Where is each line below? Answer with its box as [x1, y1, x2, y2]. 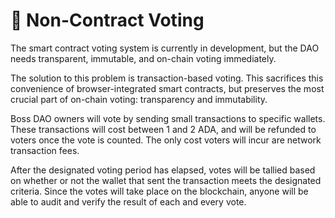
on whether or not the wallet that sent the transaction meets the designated [10, 174, 322, 186]
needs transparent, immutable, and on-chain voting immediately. [10, 52, 277, 64]
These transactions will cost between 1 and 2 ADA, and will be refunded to [10, 123, 317, 135]
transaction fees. [10, 144, 80, 156]
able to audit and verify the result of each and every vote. [10, 195, 247, 208]
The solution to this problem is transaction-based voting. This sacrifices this [10, 72, 324, 84]
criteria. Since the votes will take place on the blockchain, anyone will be [10, 185, 309, 197]
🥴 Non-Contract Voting [10, 9, 205, 32]
